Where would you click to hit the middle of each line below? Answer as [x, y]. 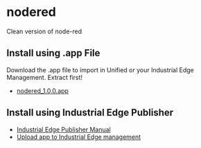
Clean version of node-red [44, 31]
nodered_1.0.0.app [42, 90]
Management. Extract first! [45, 77]
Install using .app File [53, 53]
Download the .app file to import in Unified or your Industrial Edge [101, 69]
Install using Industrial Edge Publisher [90, 113]
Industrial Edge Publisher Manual [64, 129]
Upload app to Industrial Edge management [79, 137]
